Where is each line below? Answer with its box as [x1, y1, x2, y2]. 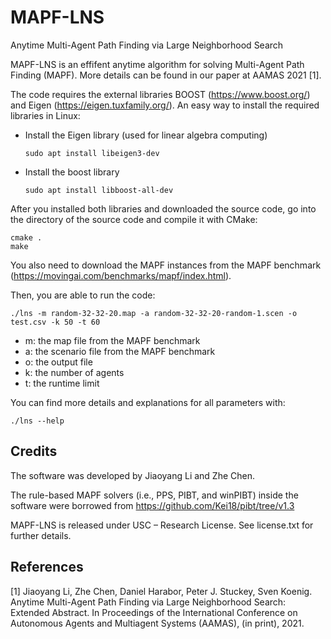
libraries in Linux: [10, 109, 81, 121]
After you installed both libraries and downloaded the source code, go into [10, 202, 317, 215]
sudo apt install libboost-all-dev [24, 185, 174, 195]
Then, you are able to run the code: [10, 289, 156, 301]
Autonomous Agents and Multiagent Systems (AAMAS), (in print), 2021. [10, 617, 305, 629]
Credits [10, 443, 58, 460]
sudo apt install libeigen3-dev [24, 148, 160, 158]
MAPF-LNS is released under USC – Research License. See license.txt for [10, 519, 314, 531]
